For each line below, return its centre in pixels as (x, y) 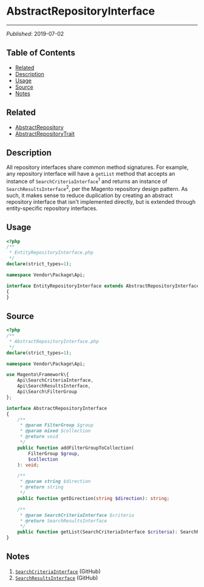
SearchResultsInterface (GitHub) (56, 578)
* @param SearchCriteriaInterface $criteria (77, 515)
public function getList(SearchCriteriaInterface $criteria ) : (97, 532)
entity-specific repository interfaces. (52, 208)
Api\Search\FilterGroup (47, 392)
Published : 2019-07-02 (35, 33)
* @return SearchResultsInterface (63, 521)
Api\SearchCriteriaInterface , (56, 380)
